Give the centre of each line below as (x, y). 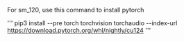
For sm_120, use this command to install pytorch (76, 10)
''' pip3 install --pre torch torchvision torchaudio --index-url (92, 23)
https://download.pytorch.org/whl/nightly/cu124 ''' (79, 30)
